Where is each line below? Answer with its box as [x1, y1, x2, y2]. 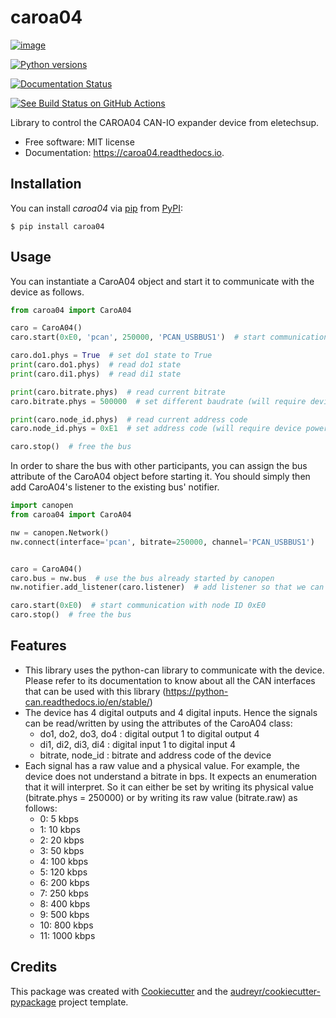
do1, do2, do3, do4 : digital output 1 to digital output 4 [39, 727, 260, 740]
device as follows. [10, 286, 85, 298]
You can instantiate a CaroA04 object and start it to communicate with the [10, 275, 315, 287]
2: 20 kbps [39, 834, 85, 846]
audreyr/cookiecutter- [229, 985, 321, 997]
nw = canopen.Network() [10, 527, 110, 538]
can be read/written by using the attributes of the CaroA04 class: [24, 717, 293, 729]
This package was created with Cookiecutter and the [10, 985, 229, 997]
